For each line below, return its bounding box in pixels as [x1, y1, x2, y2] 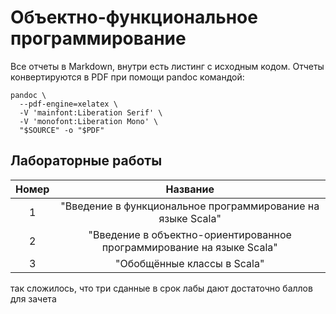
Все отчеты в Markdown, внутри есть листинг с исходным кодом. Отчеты [10, 60, 325, 72]
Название [165, 182, 215, 196]
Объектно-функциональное [10, 6, 258, 29]
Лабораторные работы [10, 152, 163, 170]
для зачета [10, 292, 57, 305]
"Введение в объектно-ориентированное [88, 227, 292, 241]
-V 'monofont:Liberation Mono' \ [19, 116, 159, 126]
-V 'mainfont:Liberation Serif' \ [19, 107, 163, 118]
